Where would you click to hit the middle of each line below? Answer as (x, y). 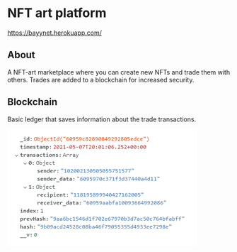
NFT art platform (57, 13)
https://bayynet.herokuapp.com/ (55, 33)
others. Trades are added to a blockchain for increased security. (101, 80)
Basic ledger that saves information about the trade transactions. (102, 119)
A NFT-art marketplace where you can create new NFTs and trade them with (119, 72)
